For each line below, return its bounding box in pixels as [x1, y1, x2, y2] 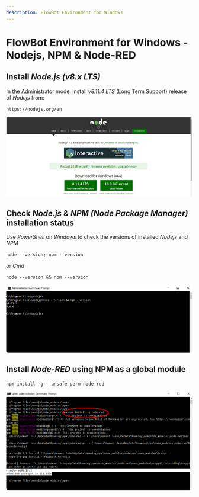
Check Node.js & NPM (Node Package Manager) [6, 208, 188, 219]
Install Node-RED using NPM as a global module [6, 364, 186, 374]
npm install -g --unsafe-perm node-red [6, 381, 105, 387]
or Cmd [6, 262, 25, 270]
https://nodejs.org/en [6, 106, 62, 112]
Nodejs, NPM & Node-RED [6, 48, 136, 62]
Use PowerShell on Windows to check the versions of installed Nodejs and [6, 233, 188, 241]
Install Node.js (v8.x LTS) [6, 72, 101, 82]
